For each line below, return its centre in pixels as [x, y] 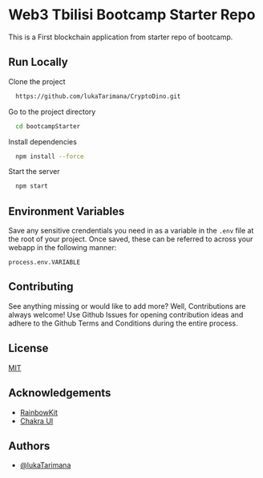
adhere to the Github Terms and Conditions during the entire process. [123, 323]
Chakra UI [36, 421]
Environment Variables [67, 211]
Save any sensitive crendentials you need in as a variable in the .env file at [131, 231]
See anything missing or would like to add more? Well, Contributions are [127, 306]
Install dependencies [43, 141]
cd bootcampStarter [48, 126]
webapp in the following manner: [63, 248]
